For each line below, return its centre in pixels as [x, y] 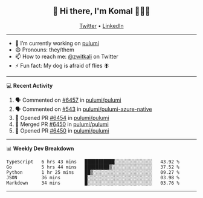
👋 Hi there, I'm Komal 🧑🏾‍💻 [101, 11]
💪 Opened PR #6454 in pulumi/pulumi [62, 117]
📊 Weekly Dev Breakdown [40, 148]
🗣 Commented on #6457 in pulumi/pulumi [68, 100]
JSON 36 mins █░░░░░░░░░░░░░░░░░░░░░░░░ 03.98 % [93, 177]
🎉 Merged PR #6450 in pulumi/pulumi [62, 124]
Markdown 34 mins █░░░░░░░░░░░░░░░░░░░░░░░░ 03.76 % [93, 183]
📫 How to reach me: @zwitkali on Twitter [67, 56]
